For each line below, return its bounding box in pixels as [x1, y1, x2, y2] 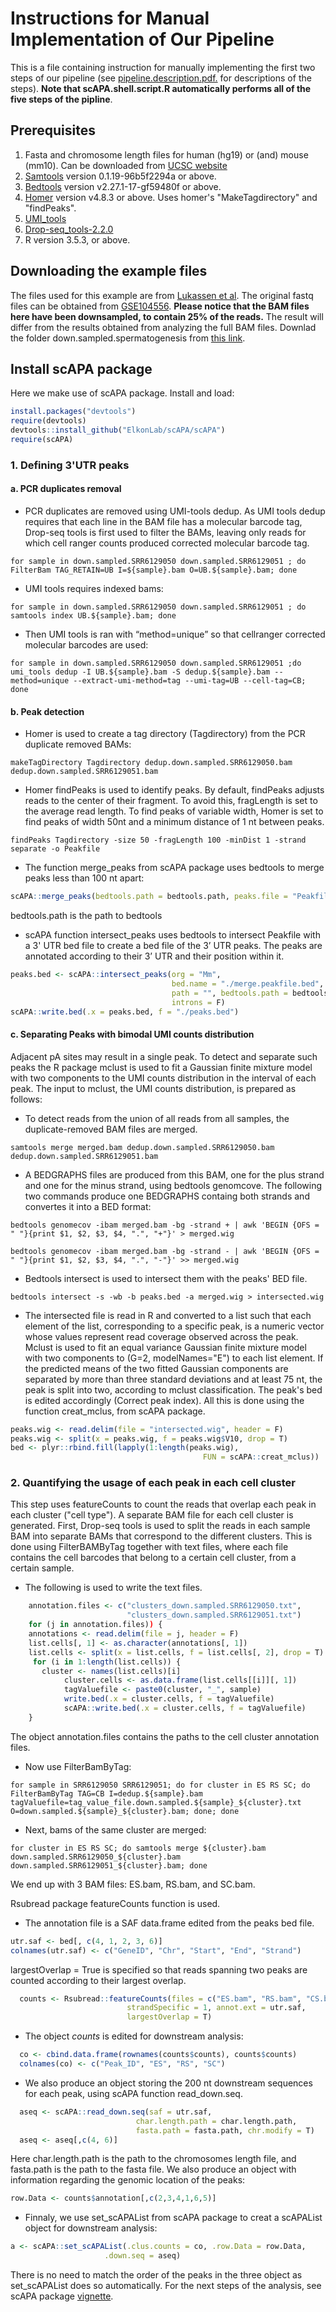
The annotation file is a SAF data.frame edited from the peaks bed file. [24, 1917, 315, 1929]
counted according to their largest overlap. [10, 1974, 187, 1986]
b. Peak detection [10, 705, 85, 717]
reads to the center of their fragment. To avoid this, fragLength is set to [24, 795, 318, 807]
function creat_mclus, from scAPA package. [24, 1405, 206, 1417]
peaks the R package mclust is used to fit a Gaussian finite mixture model [10, 1061, 313, 1073]
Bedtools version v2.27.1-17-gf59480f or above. [24, 180, 222, 192]
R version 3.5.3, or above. [24, 233, 131, 246]
